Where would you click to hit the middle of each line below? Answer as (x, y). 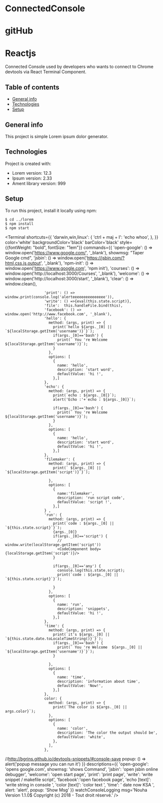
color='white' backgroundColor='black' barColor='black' (62, 242)
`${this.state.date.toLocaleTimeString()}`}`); (54, 638)
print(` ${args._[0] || (77, 468)
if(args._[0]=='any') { (77, 566)
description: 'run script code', (91, 498)
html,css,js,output (23, 263)
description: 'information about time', (99, 681)
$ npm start (17, 228)
